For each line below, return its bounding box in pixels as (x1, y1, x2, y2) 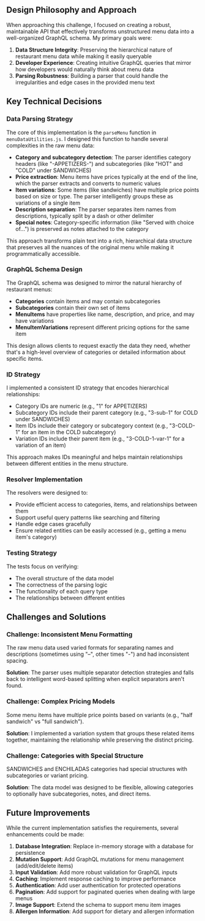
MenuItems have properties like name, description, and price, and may (15, 310, 195, 318)
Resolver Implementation (6, 475, 83, 484)
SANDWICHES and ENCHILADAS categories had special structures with (6, 765, 188, 772)
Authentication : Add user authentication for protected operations (15, 881, 181, 889)
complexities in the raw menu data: (6, 141, 95, 149)
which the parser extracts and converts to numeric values (15, 179, 161, 187)
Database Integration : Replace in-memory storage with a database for (15, 842, 194, 850)
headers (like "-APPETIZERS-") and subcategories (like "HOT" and (15, 160, 183, 167)
